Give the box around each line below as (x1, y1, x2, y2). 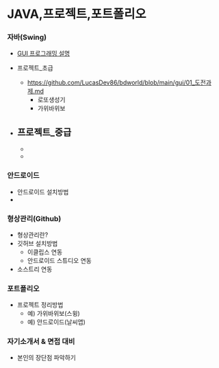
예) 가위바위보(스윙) (27, 310, 80, 318)
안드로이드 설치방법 (16, 187, 69, 196)
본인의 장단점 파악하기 (16, 354, 77, 362)
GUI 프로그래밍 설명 (16, 49, 70, 58)
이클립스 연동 (27, 248, 63, 256)
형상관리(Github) (7, 214, 62, 223)
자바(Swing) (7, 32, 47, 42)
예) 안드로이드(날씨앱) (27, 318, 86, 326)
